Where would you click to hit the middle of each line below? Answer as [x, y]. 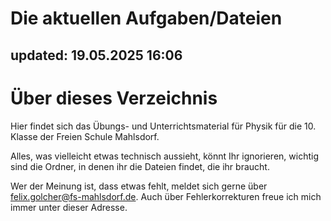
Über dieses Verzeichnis [114, 98]
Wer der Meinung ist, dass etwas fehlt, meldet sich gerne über [139, 186]
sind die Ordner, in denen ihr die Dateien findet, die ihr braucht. [140, 166]
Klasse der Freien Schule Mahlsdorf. [85, 136]
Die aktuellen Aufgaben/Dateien [146, 18]
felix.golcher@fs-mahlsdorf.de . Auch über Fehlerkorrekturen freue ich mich [166, 196]
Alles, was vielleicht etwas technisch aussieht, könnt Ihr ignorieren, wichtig [164, 156]
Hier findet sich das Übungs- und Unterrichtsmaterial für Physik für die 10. [163, 126]
